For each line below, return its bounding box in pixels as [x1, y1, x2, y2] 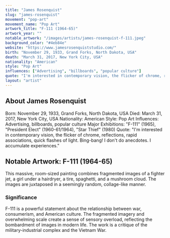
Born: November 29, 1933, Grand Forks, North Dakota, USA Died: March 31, [5, 110, 162, 116]
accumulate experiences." [5, 142, 60, 148]
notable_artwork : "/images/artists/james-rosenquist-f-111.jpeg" [5, 36, 146, 41]
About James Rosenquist [5, 97, 87, 105]
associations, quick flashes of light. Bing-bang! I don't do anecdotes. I [5, 137, 151, 143]
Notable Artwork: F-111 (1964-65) [5, 157, 113, 166]
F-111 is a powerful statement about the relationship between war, [5, 206, 142, 212]
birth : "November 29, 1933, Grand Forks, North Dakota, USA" [5, 50, 137, 55]
